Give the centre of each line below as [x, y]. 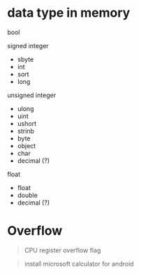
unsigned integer [32, 95]
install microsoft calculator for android [79, 264]
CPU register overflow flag [62, 250]
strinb [26, 131]
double [28, 195]
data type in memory [69, 13]
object [27, 145]
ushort [27, 123]
